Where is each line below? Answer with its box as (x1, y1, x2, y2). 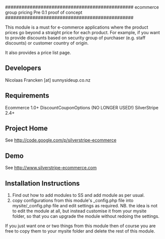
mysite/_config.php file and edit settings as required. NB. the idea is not (12, 203, 158, 209)
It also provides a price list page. (5, 49, 71, 55)
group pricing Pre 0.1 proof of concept (5, 9, 83, 15)
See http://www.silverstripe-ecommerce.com (5, 165, 97, 171)
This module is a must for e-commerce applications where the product (5, 24, 149, 30)
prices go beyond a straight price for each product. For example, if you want (5, 30, 160, 35)
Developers (5, 64, 41, 72)
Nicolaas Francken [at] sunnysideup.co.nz (5, 77, 91, 83)
